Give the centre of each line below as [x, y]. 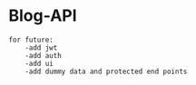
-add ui [39, 63]
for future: [31, 40]
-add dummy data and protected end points [106, 71]
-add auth [44, 55]
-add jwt [41, 47]
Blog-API [43, 16]
